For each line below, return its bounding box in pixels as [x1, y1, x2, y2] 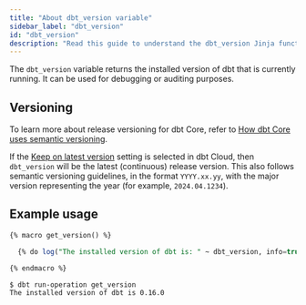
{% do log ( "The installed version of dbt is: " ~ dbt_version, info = [17, 247, 287, 256]
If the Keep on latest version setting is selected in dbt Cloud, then [9, 151, 255, 162]
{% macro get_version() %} [9, 230, 112, 239]
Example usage [9, 207, 98, 222]
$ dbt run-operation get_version [9, 280, 137, 290]
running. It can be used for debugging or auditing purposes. [9, 74, 235, 85]
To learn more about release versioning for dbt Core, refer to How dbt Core [9, 124, 291, 135]
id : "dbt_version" [9, 30, 79, 39]
